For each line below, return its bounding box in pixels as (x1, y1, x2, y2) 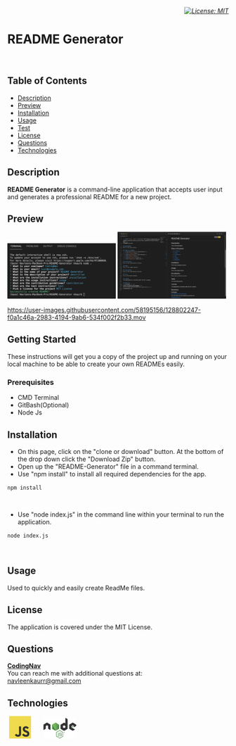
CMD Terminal (17, 393, 60, 402)
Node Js (17, 408, 42, 417)
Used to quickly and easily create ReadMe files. (7, 583, 145, 592)
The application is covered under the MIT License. (7, 623, 153, 631)
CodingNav (7, 662, 41, 670)
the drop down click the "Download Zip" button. (17, 455, 156, 463)
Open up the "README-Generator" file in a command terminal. (17, 462, 199, 471)
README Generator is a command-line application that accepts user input (7, 185, 223, 194)
